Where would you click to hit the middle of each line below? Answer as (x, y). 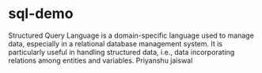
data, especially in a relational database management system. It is (116, 43)
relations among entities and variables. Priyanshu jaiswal (101, 60)
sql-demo (41, 14)
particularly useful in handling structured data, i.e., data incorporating (122, 52)
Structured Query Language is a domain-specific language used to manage (131, 35)
